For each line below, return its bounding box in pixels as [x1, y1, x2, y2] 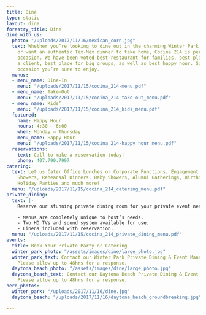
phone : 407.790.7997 [17, 157, 70, 163]
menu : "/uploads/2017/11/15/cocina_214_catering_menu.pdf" [12, 186, 166, 192]
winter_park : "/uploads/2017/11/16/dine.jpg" [12, 288, 131, 295]
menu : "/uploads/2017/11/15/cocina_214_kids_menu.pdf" [17, 106, 161, 112]
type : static [6, 15, 40, 21]
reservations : [12, 146, 48, 152]
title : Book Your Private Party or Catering [12, 243, 128, 249]
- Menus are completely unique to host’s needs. [17, 214, 144, 220]
